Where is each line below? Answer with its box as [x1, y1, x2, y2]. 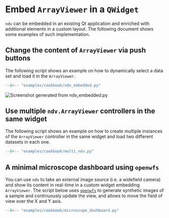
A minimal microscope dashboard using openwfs [5, 163, 159, 172]
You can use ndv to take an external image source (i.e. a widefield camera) [5, 177, 161, 183]
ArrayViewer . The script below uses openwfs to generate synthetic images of [5, 187, 164, 194]
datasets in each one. [5, 139, 51, 145]
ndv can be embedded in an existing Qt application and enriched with [5, 20, 150, 26]
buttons [5, 54, 30, 63]
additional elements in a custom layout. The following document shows [5, 25, 154, 32]
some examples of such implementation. [5, 31, 90, 37]
